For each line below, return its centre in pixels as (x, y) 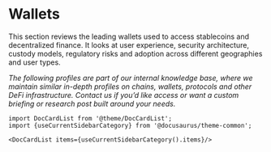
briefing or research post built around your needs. (92, 103)
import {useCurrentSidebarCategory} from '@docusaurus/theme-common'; (130, 125)
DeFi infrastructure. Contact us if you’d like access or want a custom (124, 95)
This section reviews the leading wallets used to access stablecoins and (129, 36)
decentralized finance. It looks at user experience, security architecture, (129, 44)
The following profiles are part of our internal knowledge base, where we (131, 78)
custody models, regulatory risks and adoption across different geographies (135, 53)
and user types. (34, 62)
